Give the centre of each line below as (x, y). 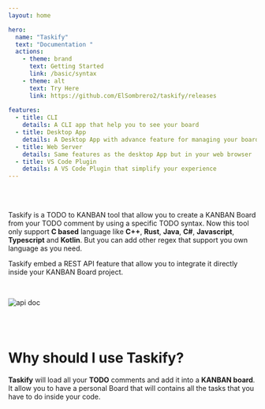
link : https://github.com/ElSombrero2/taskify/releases (123, 95)
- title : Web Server (49, 147)
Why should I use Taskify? (96, 358)
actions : (30, 52)
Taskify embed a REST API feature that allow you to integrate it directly (123, 264)
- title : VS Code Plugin (56, 162)
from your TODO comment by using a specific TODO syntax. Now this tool (129, 223)
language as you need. (45, 248)
